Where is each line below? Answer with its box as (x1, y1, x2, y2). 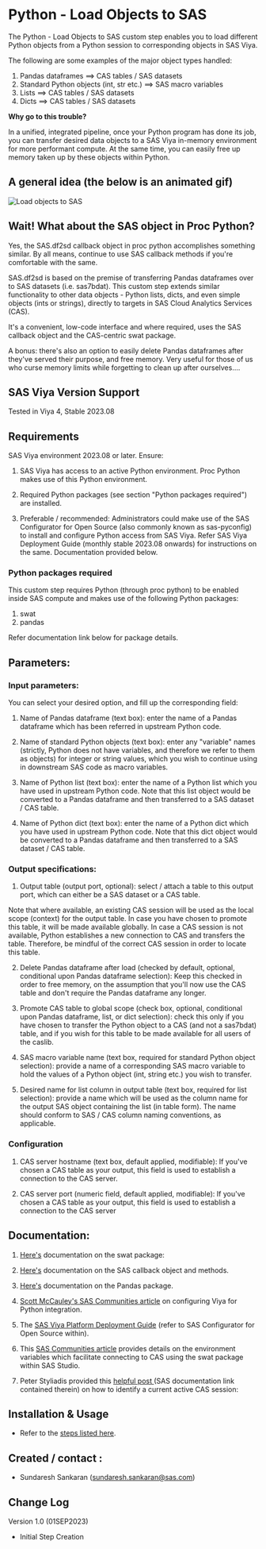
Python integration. (19, 1304, 82, 1314)
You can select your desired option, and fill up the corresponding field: (8, 698, 239, 707)
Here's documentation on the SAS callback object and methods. (19, 1265, 230, 1275)
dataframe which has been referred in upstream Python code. (19, 722, 222, 731)
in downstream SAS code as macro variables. (19, 762, 169, 772)
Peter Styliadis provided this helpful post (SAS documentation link (19, 1376, 235, 1385)
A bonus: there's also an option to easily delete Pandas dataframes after (8, 345, 244, 355)
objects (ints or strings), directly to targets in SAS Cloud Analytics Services (8, 298, 253, 307)
